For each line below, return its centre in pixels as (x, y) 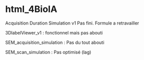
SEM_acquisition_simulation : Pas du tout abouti (55, 42)
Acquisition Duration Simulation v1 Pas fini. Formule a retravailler (72, 23)
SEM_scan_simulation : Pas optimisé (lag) (48, 52)
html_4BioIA (31, 9)
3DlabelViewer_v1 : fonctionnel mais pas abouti (54, 32)
